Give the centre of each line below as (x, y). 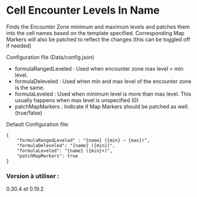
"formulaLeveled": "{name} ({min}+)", (65, 151)
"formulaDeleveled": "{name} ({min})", (66, 145)
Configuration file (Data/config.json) (50, 57)
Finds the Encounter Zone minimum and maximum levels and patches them (98, 27)
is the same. (30, 87)
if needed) (19, 46)
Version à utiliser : (33, 176)
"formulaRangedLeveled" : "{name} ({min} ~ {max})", (83, 140)
